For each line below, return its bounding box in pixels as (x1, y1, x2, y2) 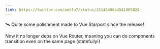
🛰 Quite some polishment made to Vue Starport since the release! (5, 21, 144, 27)
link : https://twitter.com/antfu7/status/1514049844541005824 (5, 7, 140, 12)
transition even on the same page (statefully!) (5, 38, 101, 44)
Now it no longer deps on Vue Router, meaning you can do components (5, 33, 155, 39)
